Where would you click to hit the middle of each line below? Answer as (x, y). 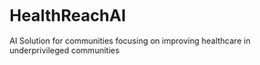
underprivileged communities (65, 50)
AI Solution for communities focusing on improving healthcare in (130, 41)
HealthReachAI (68, 16)
